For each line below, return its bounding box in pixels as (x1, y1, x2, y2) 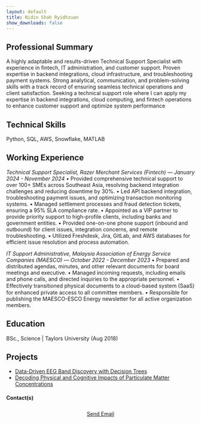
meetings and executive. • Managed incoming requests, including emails (6, 269, 185, 276)
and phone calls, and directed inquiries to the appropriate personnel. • (6, 275, 180, 283)
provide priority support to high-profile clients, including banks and (6, 213, 172, 220)
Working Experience (6, 153, 84, 163)
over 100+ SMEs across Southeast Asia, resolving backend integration (6, 181, 179, 188)
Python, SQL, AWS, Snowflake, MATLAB (6, 136, 105, 142)
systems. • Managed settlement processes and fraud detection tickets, (6, 200, 181, 207)
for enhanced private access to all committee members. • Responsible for (6, 289, 188, 296)
